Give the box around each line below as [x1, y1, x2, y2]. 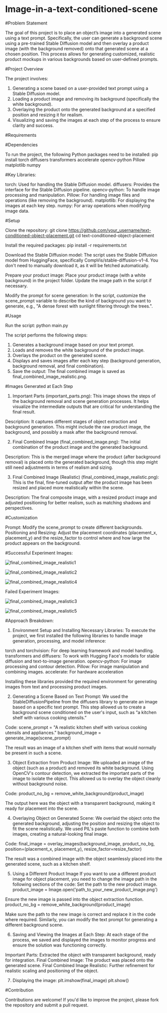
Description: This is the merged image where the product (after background [5, 453, 161, 460]
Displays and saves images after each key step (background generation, [12, 357, 161, 363]
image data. [5, 208, 30, 214]
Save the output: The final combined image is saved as [12, 368, 126, 374]
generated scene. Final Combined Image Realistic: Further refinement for [5, 962, 155, 968]
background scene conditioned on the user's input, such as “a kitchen [12, 709, 157, 715]
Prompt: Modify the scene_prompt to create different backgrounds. [5, 524, 143, 530]
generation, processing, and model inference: [12, 638, 106, 644]
